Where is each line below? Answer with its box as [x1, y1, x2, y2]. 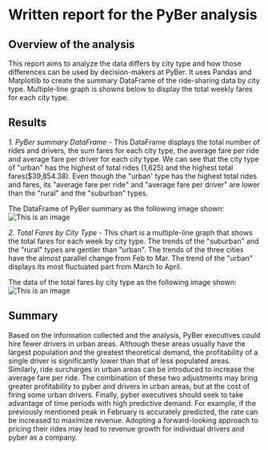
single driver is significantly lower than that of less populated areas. [8, 356, 231, 365]
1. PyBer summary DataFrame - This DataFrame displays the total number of [8, 137, 260, 147]
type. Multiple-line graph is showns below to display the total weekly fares [8, 84, 254, 94]
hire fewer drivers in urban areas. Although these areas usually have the [8, 339, 246, 348]
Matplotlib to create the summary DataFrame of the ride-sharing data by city [8, 76, 260, 85]
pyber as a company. [8, 432, 78, 442]
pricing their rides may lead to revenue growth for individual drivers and [8, 424, 245, 433]
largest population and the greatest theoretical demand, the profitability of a [8, 347, 258, 357]
